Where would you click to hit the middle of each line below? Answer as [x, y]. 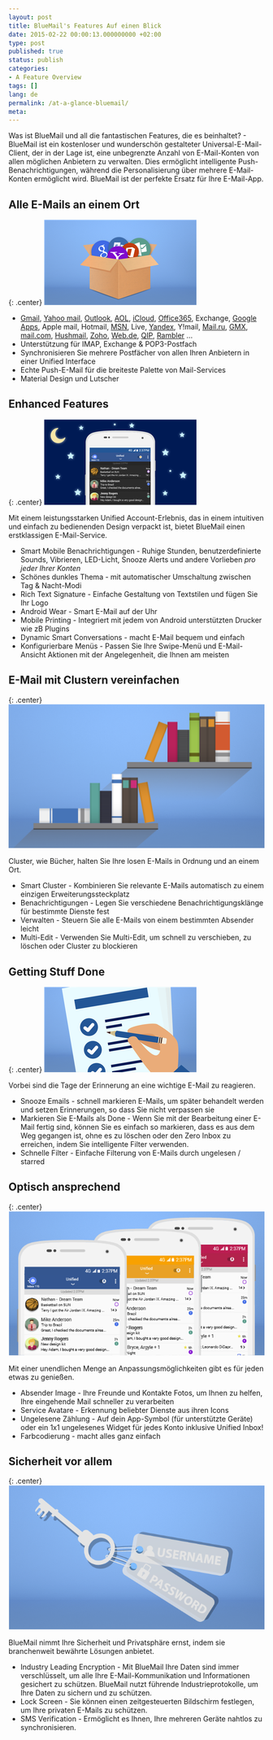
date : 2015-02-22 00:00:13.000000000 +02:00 [85, 34]
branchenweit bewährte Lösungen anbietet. [81, 1651]
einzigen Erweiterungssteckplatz [75, 894]
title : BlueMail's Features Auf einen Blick [85, 26]
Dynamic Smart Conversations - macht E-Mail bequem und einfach [132, 637]
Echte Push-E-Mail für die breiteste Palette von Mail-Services [123, 370]
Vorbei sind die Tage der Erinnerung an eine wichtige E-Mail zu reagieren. [132, 1085]
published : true [36, 52]
